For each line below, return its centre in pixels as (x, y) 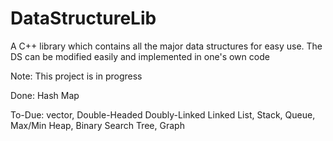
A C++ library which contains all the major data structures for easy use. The (166, 46)
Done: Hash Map (45, 95)
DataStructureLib (83, 18)
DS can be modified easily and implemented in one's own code (140, 56)
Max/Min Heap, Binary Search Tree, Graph (97, 125)
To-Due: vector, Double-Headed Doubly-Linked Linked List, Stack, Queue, (163, 114)
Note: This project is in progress (76, 76)
